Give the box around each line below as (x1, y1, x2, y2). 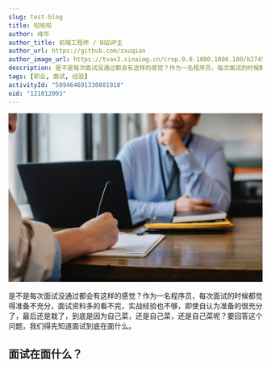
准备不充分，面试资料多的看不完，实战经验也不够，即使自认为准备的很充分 (15, 301, 263, 311)
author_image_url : (8, 56, 70, 64)
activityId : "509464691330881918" (8, 81, 125, 89)
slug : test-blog (8, 13, 63, 21)
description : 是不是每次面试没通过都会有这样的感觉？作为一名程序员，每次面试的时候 (8, 64, 260, 72)
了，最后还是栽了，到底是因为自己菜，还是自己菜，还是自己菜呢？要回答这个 (8, 311, 263, 321)
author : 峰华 (8, 30, 50, 38)
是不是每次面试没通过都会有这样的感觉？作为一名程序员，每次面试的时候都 (8, 291, 256, 301)
